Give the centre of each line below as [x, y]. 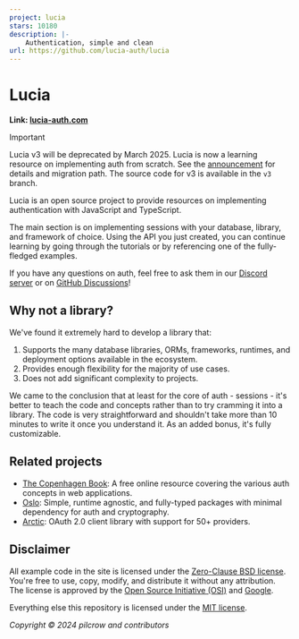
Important [27, 137]
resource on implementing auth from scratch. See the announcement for [142, 164]
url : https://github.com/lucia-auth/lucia [89, 51]
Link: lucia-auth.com [49, 120]
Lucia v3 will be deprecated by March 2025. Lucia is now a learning [133, 155]
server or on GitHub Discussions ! [70, 283]
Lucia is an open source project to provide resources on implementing [138, 200]
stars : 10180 [33, 26]
